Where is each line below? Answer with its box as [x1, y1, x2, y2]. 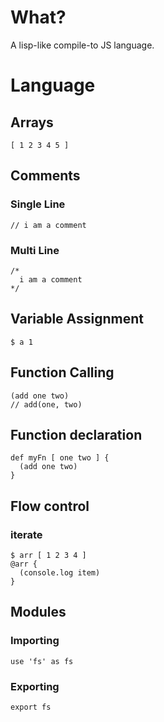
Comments [10, 167, 81, 185]
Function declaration [10, 426, 143, 443]
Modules [10, 604, 67, 621]
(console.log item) [19, 568, 101, 578]
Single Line [10, 197, 66, 211]
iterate [10, 527, 43, 541]
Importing [10, 634, 60, 648]
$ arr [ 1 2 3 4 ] [10, 551, 87, 561]
